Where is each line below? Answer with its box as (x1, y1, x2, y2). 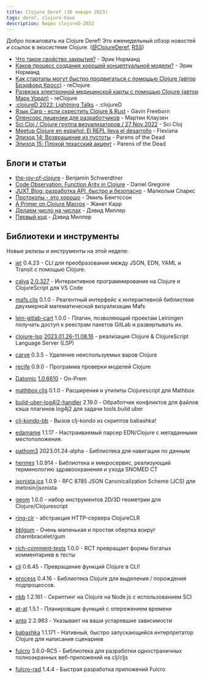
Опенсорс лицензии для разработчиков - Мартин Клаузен (15, 114, 168, 121)
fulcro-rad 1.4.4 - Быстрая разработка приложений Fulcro (15, 666, 166, 673)
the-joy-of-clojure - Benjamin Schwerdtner (15, 174, 124, 181)
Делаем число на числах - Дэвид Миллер (15, 207, 126, 214)
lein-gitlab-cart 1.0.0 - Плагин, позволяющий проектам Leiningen (15, 314, 184, 322)
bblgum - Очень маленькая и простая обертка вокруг (15, 526, 156, 533)
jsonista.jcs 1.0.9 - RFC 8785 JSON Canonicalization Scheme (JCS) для (15, 477, 196, 485)
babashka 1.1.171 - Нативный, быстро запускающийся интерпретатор (15, 629, 194, 636)
